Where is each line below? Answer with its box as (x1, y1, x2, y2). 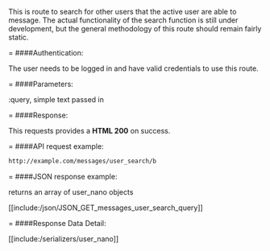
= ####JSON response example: (8, 171, 118, 181)
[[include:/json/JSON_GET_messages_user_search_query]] (8, 203, 203, 212)
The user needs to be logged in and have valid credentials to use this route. (8, 64, 260, 73)
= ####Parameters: (8, 80, 74, 88)
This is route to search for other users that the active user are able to (8, 7, 237, 16)
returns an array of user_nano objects (8, 187, 134, 196)
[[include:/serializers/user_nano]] (8, 233, 119, 244)
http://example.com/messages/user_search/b (8, 157, 157, 165)
